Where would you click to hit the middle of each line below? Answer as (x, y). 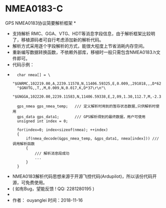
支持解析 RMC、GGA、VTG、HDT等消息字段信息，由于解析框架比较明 (83, 33)
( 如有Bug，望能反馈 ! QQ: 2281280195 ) (53, 189)
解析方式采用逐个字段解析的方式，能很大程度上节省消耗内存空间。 (80, 46)
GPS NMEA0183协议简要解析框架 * (41, 23)
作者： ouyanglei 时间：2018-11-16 (48, 200)
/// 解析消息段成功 (52, 153)
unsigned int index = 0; (43, 121)
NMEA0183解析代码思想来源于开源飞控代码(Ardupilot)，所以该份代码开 (84, 176)
